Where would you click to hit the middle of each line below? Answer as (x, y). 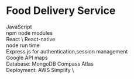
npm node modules (29, 33)
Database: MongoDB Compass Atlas (50, 64)
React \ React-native (31, 39)
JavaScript (19, 27)
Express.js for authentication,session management (67, 51)
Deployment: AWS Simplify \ (40, 70)
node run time (23, 45)
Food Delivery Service (61, 11)
